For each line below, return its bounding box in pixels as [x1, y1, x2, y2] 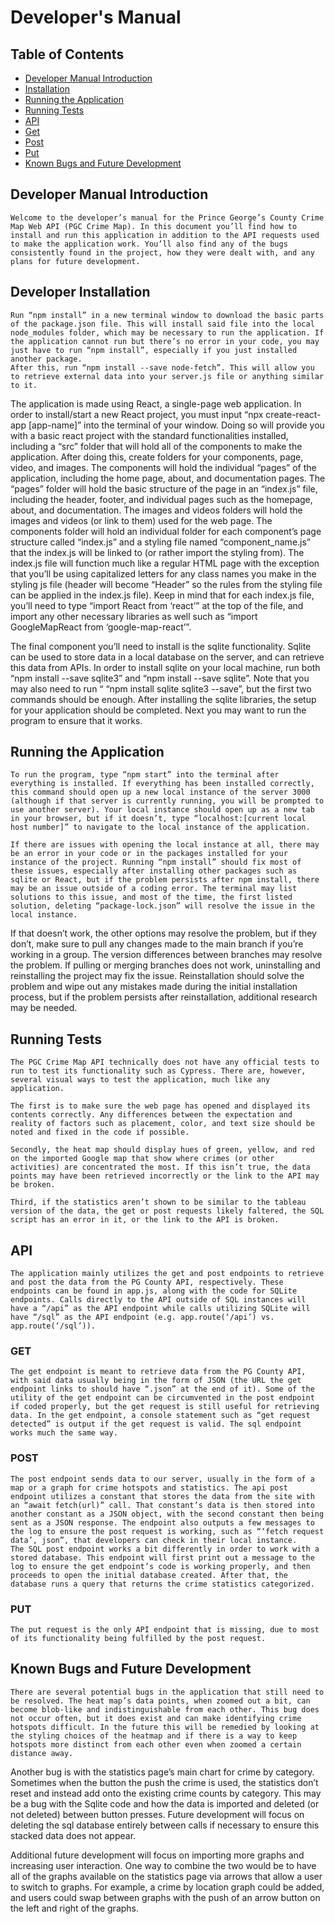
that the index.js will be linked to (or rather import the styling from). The [10, 546, 305, 558]
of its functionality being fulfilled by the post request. [10, 1633, 267, 1643]
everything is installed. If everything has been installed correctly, [10, 779, 315, 789]
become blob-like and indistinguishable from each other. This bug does [10, 1704, 320, 1715]
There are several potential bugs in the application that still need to [10, 1687, 325, 1697]
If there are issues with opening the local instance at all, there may [10, 840, 320, 850]
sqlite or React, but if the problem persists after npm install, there [10, 875, 320, 885]
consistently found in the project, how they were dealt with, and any [10, 247, 315, 258]
